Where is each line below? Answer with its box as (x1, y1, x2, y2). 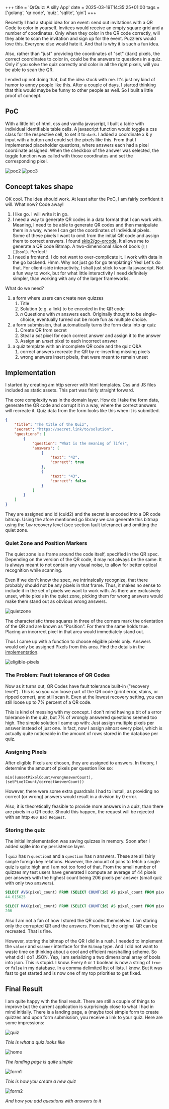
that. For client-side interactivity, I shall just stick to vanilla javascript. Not (12, 264, 164, 270)
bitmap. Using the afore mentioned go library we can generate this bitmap (5, 517, 158, 523)
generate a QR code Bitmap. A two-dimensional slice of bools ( (12, 243, 143, 249)
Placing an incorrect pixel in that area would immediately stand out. (5, 629, 144, 635)
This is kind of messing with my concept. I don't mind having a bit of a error (5, 709, 162, 715)
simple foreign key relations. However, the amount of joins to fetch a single (5, 859, 160, 865)
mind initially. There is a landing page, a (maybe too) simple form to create (5, 1009, 159, 1015)
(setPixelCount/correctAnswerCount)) (5, 779, 84, 784)
